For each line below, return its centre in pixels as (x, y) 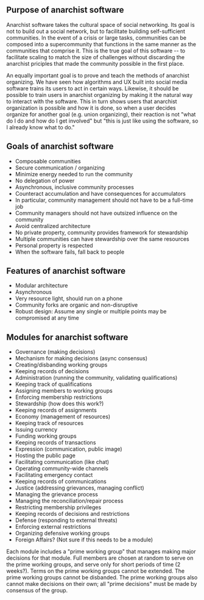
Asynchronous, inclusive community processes (74, 187)
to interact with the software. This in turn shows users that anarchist (92, 101)
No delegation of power (45, 180)
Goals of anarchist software (60, 147)
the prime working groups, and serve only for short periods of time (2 (93, 565)
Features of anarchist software (66, 271)
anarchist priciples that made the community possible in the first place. (95, 63)
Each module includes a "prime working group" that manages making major (101, 552)
